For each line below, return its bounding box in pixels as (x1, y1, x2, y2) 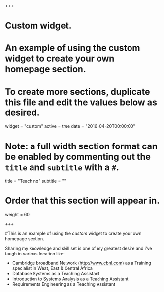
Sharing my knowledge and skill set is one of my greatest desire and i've (5, 245, 152, 252)
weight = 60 (5, 212, 30, 218)
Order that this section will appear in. (5, 195, 160, 206)
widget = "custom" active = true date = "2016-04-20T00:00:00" (5, 123, 135, 129)
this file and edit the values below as (5, 97, 158, 108)
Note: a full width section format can (5, 141, 158, 152)
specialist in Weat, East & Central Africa (12, 265, 93, 271)
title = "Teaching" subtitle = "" (5, 178, 66, 184)
